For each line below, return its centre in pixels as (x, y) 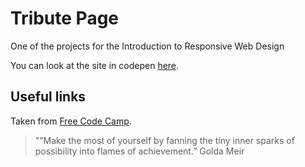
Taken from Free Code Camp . (71, 121)
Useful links (48, 97)
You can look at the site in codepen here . (95, 65)
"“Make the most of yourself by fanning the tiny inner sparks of (164, 140)
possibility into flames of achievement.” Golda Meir (139, 151)
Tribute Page (65, 18)
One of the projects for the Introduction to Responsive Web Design (147, 46)
